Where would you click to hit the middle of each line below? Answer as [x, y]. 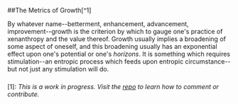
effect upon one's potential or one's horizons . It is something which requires [119, 54]
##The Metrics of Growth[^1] [49, 10]
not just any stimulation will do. [64, 69]
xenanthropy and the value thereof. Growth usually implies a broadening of [117, 39]
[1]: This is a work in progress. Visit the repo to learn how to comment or [113, 86]
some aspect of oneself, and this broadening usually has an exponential [113, 46]
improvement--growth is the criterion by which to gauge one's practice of [115, 31]
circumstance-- [208, 62]
